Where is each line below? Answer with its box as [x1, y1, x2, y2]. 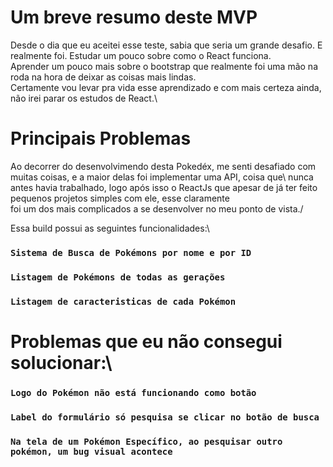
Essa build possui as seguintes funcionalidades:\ [10, 222, 210, 234]
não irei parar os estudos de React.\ [10, 92, 158, 104]
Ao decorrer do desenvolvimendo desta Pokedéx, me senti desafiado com [10, 160, 317, 172]
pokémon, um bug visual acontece [10, 446, 173, 457]
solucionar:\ [10, 351, 113, 374]
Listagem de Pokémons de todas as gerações [10, 271, 226, 283]
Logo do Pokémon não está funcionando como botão [10, 387, 257, 398]
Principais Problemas [10, 127, 192, 150]
